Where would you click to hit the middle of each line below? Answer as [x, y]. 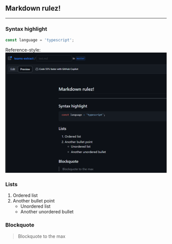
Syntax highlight [26, 29]
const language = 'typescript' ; [40, 40]
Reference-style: [23, 50]
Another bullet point [34, 201]
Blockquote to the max [41, 236]
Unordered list [35, 206]
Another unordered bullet [47, 212]
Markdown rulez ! [33, 8]
